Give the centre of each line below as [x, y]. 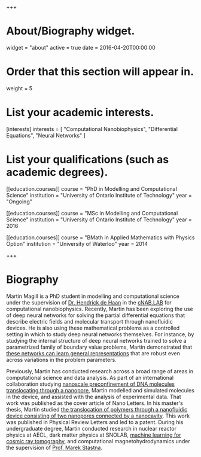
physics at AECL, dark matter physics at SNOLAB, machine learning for [94, 435]
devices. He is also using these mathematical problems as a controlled [93, 328]
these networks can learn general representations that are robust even [93, 353]
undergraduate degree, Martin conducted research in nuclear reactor [91, 428]
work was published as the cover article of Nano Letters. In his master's [95, 403]
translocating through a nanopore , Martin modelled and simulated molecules [100, 390]
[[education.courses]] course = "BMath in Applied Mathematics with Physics [100, 237]
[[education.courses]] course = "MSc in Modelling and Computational [92, 213]
